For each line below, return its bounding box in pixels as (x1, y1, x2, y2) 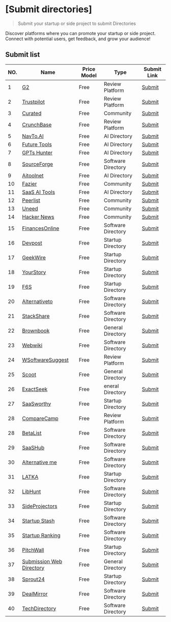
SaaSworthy (22, 400, 51, 407)
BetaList (22, 429, 42, 436)
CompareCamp (22, 414, 59, 422)
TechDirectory (22, 605, 56, 612)
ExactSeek (22, 386, 48, 393)
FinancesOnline (22, 225, 60, 232)
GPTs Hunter (22, 149, 53, 156)
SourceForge (22, 160, 53, 167)
